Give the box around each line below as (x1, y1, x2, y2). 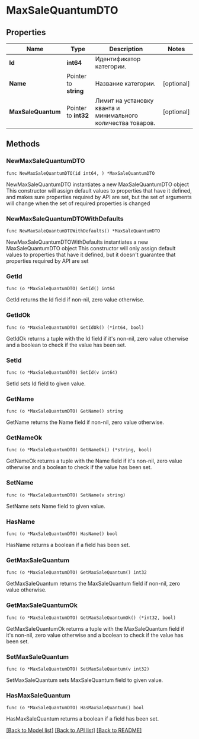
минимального (95, 111, 138, 120)
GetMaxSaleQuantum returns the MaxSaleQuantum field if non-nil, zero (6, 580, 181, 587)
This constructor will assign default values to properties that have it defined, (6, 187, 192, 194)
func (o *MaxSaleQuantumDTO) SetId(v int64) (6, 369, 118, 375)
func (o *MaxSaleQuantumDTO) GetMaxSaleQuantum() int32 (6, 570, 147, 576)
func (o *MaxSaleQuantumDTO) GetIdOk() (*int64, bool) (6, 325, 145, 331)
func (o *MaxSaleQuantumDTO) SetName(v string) (6, 492, 126, 498)
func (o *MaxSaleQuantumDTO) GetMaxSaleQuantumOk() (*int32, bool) (6, 615, 176, 621)
